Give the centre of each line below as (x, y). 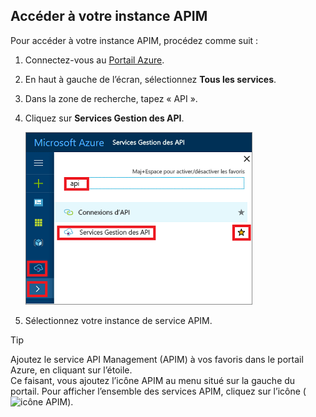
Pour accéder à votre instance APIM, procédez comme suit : (134, 40)
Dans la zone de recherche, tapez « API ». (111, 98)
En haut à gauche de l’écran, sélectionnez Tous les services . (150, 79)
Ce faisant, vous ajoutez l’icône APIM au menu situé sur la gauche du (153, 380)
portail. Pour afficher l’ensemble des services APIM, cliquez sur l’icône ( (158, 391)
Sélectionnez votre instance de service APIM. (118, 320)
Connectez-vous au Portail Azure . (94, 60)
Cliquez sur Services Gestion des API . (104, 118)
